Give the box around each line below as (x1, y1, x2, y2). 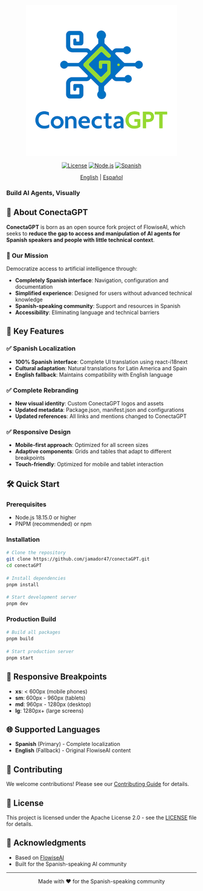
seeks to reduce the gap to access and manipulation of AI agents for (6, 230, 181, 237)
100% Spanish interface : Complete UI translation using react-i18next (14, 358, 188, 365)
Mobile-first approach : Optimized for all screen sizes (14, 442, 149, 449)
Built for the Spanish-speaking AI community (14, 860, 127, 867)
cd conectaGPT (6, 562, 42, 569)
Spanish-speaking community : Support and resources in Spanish (14, 303, 181, 310)
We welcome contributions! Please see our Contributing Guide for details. (6, 780, 189, 788)
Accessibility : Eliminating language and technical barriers (14, 309, 160, 316)
